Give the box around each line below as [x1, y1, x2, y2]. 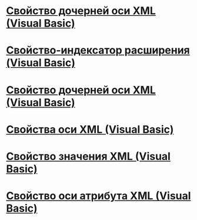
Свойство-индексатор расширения [6, 44, 190, 57]
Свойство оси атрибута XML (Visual [6, 189, 191, 203]
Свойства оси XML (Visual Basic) [6, 123, 174, 136]
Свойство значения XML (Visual [6, 149, 171, 163]
